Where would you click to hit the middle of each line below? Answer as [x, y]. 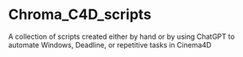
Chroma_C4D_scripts [80, 15]
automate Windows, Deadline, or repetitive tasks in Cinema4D [110, 44]
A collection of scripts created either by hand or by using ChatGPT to [121, 36]
